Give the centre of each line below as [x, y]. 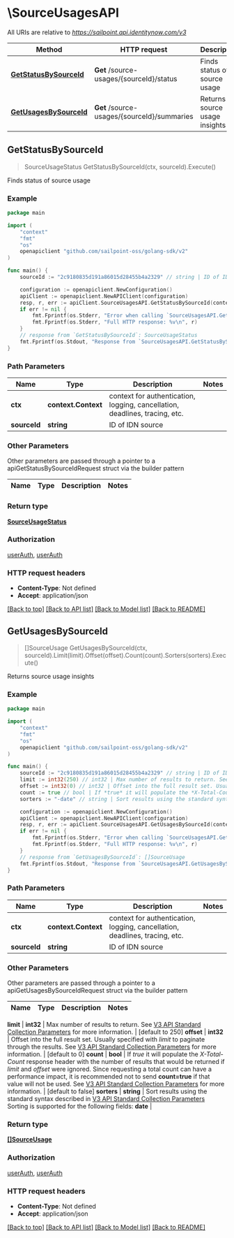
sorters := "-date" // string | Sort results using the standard [117, 799]
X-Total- [212, 1054]
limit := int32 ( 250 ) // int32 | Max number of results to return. [118, 780]
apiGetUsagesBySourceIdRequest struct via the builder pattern [97, 990]
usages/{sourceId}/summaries [144, 116]
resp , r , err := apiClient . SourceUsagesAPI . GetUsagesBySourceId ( [117, 825]
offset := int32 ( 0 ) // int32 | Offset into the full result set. [117, 786]
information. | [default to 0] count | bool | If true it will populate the [103, 1054]
